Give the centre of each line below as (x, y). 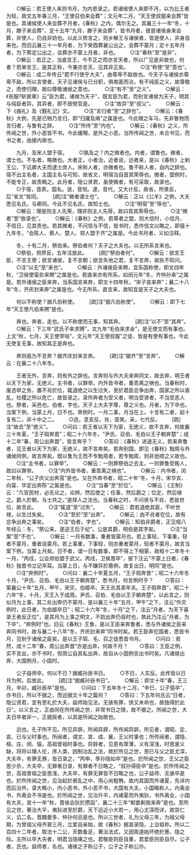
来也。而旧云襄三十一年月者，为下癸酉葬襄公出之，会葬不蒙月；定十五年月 (95, 45)
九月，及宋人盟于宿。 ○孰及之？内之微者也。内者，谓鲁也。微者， (101, 153)
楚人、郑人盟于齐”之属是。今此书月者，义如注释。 (125, 233)
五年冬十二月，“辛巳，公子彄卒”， (147, 688)
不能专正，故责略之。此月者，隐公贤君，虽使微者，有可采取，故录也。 (90, 182)
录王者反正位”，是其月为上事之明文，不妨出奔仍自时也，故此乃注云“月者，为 (98, 617)
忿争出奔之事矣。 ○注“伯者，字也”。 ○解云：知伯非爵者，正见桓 (94, 522)
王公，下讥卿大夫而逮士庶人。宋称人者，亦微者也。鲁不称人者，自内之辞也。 (98, 167)
